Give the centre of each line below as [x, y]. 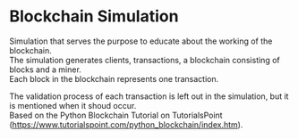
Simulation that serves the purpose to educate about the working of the [141, 41]
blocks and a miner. [46, 69]
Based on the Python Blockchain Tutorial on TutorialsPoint [116, 115]
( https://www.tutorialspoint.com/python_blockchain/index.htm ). [126, 124]
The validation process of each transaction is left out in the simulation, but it [149, 96]
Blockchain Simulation [94, 16]
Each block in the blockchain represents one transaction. [114, 78]
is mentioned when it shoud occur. [73, 105]
